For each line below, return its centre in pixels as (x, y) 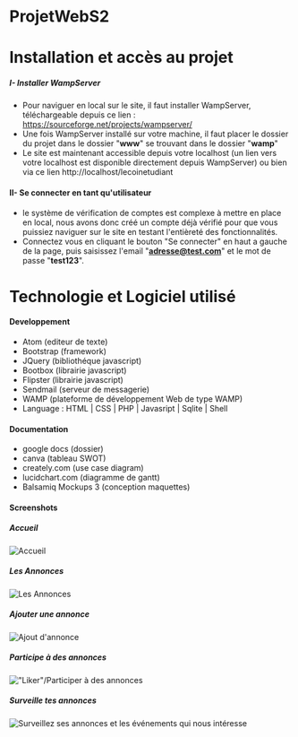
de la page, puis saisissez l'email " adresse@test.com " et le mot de (146, 251)
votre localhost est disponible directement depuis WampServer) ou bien (155, 162)
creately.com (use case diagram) (83, 468)
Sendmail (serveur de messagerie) (86, 389)
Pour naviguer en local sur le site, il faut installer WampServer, (136, 106)
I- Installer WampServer (55, 82)
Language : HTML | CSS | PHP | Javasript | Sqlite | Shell (125, 408)
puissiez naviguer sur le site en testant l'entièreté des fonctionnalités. (150, 231)
